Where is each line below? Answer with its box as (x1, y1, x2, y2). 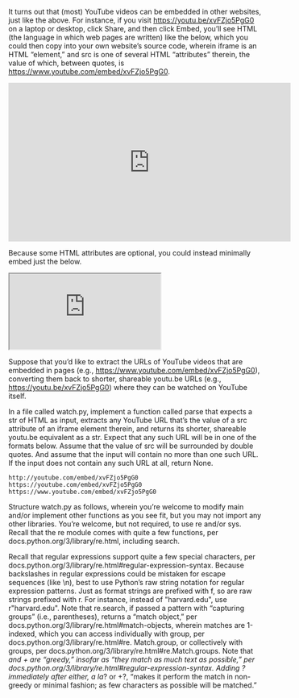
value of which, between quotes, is (8, 58, 125, 68)
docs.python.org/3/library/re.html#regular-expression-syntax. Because (8, 560, 244, 570)
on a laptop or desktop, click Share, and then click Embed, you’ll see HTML (8, 24, 258, 33)
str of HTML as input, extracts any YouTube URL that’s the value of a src (8, 415, 247, 425)
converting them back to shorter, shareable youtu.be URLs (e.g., (8, 374, 222, 384)
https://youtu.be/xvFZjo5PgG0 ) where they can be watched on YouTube (8, 383, 248, 392)
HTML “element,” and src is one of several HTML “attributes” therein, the (8, 50, 251, 59)
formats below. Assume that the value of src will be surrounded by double (8, 441, 254, 451)
